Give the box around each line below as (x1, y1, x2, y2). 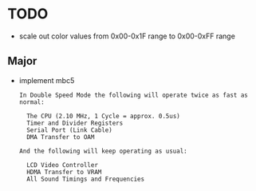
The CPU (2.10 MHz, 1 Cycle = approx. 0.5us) (26, 112, 180, 120)
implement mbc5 (18, 75, 75, 85)
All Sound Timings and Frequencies (26, 175, 145, 183)
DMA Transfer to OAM (26, 133, 95, 141)
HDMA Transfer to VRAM (26, 168, 102, 176)
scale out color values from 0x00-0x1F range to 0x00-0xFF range (18, 31, 236, 41)
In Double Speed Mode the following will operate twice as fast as (18, 91, 248, 99)
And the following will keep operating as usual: (18, 147, 188, 155)
